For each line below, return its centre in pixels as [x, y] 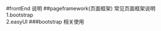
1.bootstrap [20, 15]
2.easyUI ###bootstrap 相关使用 [45, 22]
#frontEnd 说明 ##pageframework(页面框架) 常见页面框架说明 [81, 8]
